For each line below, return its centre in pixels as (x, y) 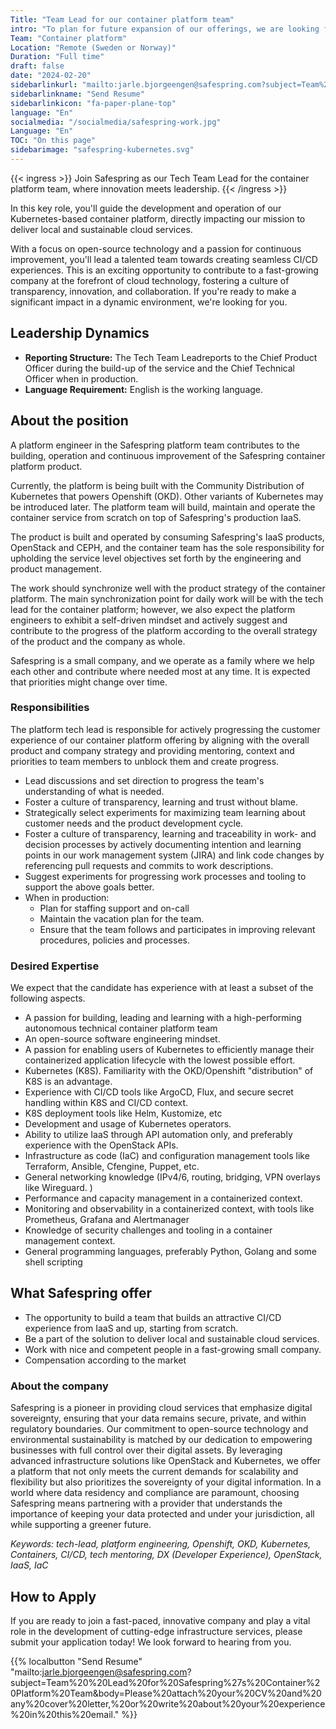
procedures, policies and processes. (114, 940)
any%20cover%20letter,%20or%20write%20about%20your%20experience (168, 1704)
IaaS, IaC (29, 1565)
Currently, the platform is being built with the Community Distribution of (157, 485)
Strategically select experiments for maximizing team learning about (165, 812)
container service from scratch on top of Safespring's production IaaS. (156, 517)
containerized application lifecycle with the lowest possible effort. (160, 1060)
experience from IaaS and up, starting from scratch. (131, 1328)
